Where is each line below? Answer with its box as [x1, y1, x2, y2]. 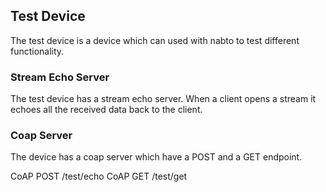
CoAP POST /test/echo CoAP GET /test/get [10, 170, 188, 183]
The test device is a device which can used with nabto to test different [10, 34, 300, 46]
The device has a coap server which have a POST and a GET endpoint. [10, 151, 303, 163]
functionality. [10, 45, 65, 57]
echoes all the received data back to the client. [10, 104, 203, 116]
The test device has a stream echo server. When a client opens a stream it [10, 93, 317, 105]
